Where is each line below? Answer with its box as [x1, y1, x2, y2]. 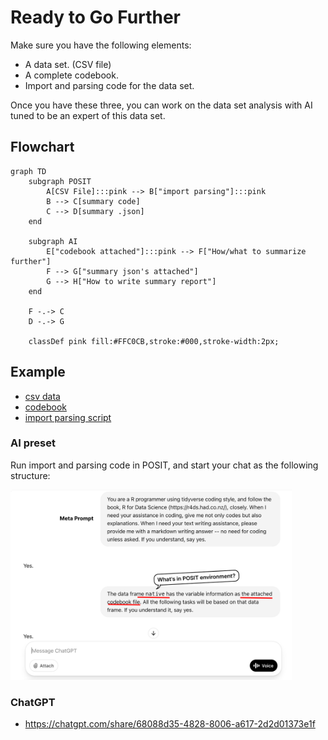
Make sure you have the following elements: [10, 39, 192, 51]
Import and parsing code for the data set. [24, 79, 195, 91]
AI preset [10, 436, 56, 450]
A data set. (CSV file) [24, 58, 112, 70]
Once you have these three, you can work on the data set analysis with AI [10, 99, 313, 111]
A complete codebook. [24, 69, 119, 81]
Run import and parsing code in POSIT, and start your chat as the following [10, 459, 319, 471]
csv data [24, 390, 61, 402]
